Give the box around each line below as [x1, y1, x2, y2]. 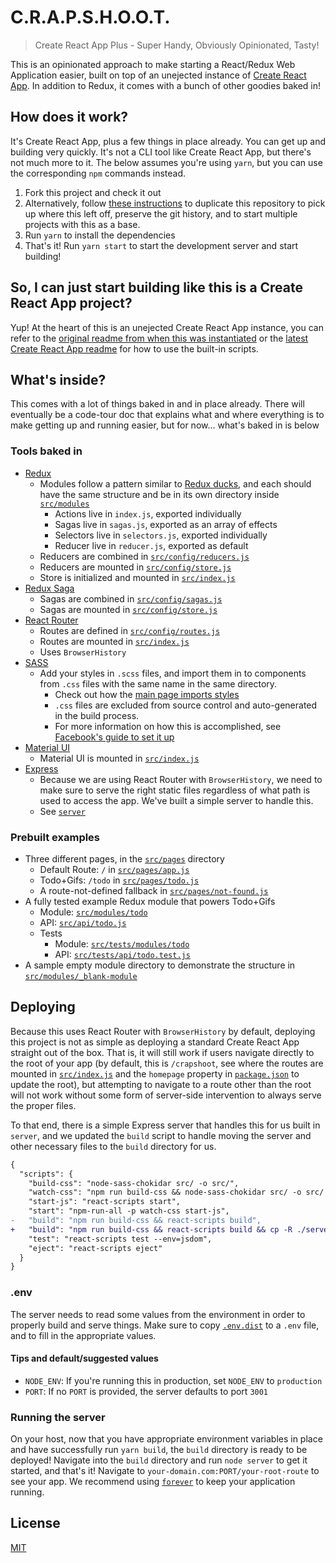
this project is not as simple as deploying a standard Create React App [10, 1036, 300, 1048]
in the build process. [54, 709, 140, 721]
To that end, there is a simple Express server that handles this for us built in [10, 1119, 321, 1131]
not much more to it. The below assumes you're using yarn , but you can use [10, 156, 323, 168]
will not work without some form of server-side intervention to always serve [10, 1089, 322, 1101]
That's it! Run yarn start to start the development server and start [24, 239, 299, 251]
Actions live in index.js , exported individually [54, 507, 242, 520]
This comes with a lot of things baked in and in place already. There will [10, 398, 305, 410]
